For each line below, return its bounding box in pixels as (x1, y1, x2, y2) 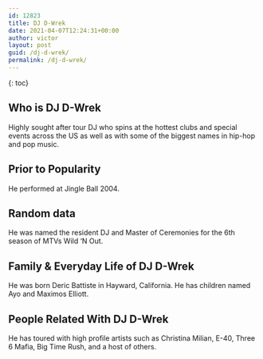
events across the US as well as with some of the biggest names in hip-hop (8, 131, 256, 140)
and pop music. (8, 139, 60, 148)
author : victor (8, 34, 59, 42)
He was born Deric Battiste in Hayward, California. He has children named (8, 281, 251, 290)
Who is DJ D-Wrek (8, 101, 101, 115)
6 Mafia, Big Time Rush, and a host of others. (8, 341, 157, 351)
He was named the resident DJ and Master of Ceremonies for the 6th (8, 228, 235, 238)
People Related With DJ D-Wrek (8, 312, 169, 325)
